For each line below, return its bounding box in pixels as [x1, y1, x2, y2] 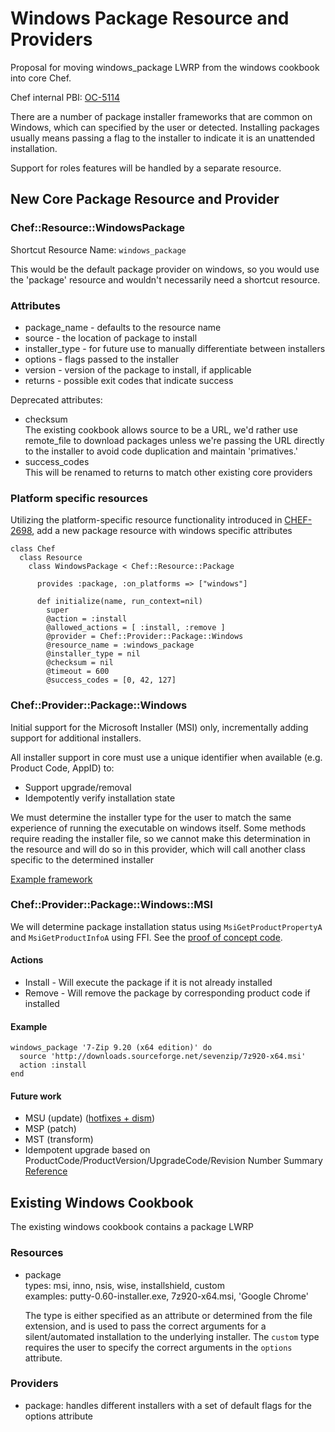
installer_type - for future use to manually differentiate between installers [24, 342, 326, 354]
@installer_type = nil [46, 649, 141, 659]
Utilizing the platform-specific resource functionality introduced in [10, 514, 283, 526]
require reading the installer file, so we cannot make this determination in [10, 832, 311, 844]
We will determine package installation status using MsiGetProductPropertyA [10, 920, 323, 932]
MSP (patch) [24, 1123, 77, 1135]
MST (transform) [24, 1133, 94, 1146]
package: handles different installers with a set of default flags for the [24, 1399, 312, 1411]
